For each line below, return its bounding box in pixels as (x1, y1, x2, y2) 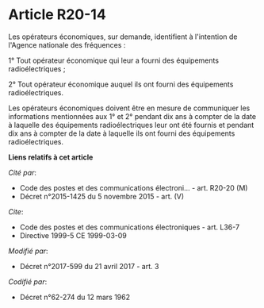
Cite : (8, 206, 24, 216)
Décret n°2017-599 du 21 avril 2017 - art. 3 (19, 261, 159, 271)
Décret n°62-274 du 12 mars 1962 (19, 292, 131, 302)
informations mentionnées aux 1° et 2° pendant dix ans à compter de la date (8, 111, 256, 121)
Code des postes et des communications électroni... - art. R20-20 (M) (19, 183, 248, 192)
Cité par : (8, 167, 37, 177)
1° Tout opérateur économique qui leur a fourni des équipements (8, 56, 220, 65)
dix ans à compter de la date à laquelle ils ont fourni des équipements (8, 129, 235, 138)
